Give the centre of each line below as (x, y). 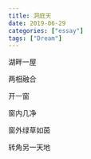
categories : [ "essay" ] (46, 31)
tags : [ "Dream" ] (35, 38)
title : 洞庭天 (30, 16)
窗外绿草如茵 (29, 130)
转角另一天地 (29, 147)
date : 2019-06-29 (37, 23)
